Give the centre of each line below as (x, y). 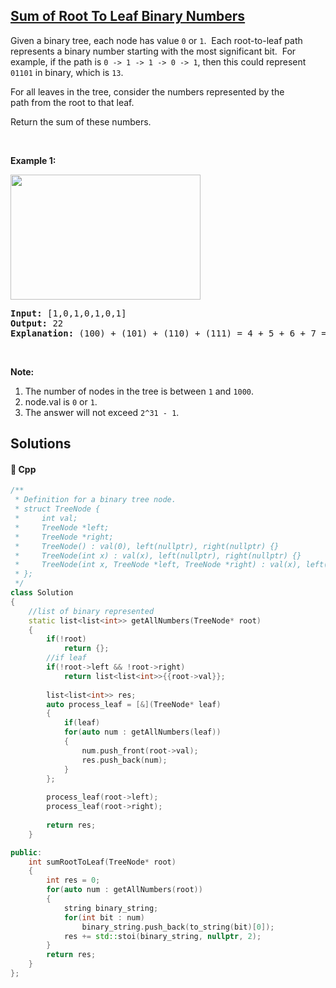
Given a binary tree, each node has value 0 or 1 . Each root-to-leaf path (156, 40)
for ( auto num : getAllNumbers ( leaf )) (142, 732)
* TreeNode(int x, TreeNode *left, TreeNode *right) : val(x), (158, 565)
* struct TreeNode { (57, 509)
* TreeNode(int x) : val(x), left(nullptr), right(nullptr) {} (158, 555)
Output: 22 (37, 323)
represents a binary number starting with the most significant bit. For (153, 51)
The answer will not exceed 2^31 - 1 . (102, 412)
